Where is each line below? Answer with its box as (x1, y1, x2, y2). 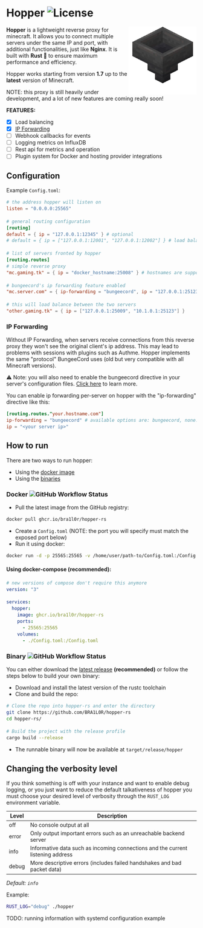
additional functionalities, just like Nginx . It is (6, 46, 118, 53)
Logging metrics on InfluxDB (14, 139, 86, 146)
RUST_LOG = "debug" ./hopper (6, 903, 74, 910)
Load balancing (14, 118, 54, 126)
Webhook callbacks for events (14, 132, 91, 140)
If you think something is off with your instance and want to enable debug (6, 779, 190, 787)
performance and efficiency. (6, 58, 77, 66)
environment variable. (6, 799, 60, 806)
